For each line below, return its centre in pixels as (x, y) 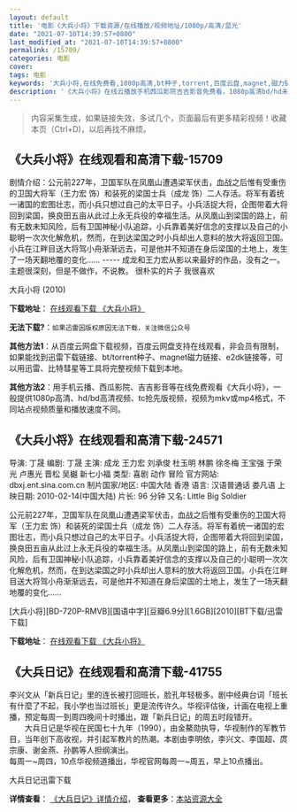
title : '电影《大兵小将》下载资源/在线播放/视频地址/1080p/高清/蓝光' (126, 26)
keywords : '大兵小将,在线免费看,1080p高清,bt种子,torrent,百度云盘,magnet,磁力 (147, 83)
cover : (21, 67)
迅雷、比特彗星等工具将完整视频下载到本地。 (106, 368)
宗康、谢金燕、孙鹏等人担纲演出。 (71, 750)
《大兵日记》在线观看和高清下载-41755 (116, 672)
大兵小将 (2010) (38, 290)
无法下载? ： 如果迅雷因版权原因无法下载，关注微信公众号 (100, 328)
